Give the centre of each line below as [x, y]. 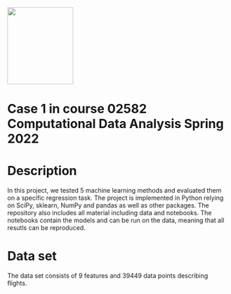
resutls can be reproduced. [46, 228]
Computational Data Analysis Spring [115, 124]
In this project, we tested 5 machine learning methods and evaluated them [114, 191]
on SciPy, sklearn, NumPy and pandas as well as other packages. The [108, 205]
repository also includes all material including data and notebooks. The [110, 213]
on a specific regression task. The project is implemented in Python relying [115, 198]
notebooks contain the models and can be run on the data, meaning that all [116, 220]
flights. [17, 283]
